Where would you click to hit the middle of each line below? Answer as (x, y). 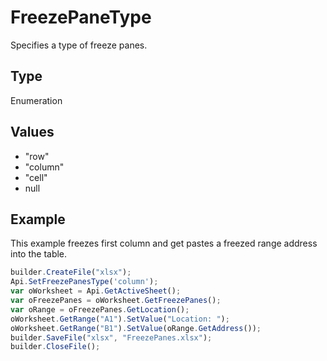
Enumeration (36, 100)
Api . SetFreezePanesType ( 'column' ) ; (84, 282)
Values (32, 132)
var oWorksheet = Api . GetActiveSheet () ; (96, 291)
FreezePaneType (81, 17)
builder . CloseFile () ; (55, 347)
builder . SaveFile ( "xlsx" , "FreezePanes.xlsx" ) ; (111, 337)
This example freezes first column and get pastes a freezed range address (164, 243)
